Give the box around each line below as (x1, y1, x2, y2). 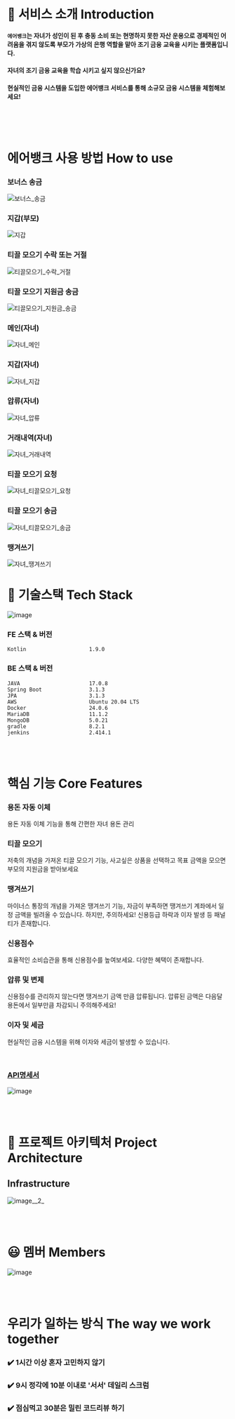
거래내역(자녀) (7, 433, 53, 442)
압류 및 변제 (7, 975, 44, 984)
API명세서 (7, 1070, 40, 1080)
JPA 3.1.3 (7, 692, 105, 699)
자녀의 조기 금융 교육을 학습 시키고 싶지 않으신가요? (7, 66, 146, 74)
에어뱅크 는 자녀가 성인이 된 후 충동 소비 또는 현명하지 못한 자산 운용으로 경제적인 (7, 31, 220, 39)
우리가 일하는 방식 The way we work (7, 1316, 211, 1331)
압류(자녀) (7, 396, 40, 406)
